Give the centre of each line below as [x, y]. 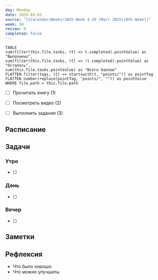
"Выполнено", [19, 57]
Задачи [18, 146]
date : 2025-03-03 [24, 15]
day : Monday [18, 10]
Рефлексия [24, 254]
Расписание [26, 130]
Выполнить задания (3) [38, 113]
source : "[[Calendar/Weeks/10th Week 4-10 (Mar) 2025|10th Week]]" [78, 19]
